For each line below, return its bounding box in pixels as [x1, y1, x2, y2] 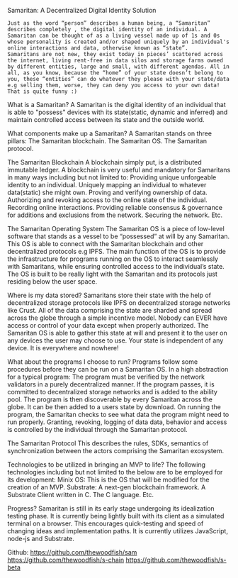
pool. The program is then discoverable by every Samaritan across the [7, 395, 212, 404]
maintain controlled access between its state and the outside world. [7, 116, 205, 123]
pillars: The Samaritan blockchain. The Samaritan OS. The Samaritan [7, 137, 208, 145]
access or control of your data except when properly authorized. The [7, 321, 209, 329]
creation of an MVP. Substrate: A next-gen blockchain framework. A [7, 483, 206, 491]
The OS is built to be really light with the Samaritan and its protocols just [7, 269, 218, 278]
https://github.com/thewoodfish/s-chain [7, 556, 125, 564]
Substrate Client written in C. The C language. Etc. [7, 491, 154, 499]
